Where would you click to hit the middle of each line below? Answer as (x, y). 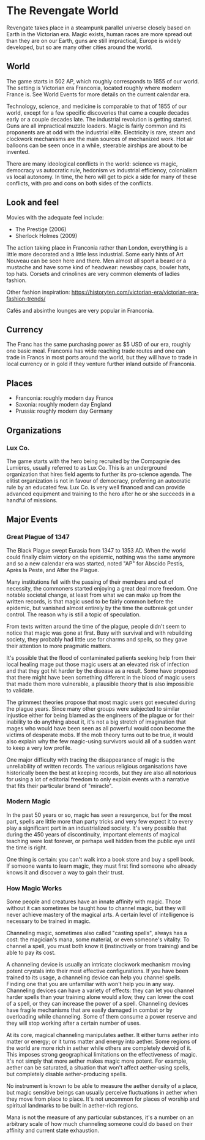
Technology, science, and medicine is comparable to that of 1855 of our (97, 106)
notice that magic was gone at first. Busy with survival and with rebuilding (99, 633)
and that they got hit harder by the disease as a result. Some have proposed (102, 671)
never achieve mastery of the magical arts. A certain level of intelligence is (100, 915)
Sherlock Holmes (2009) (46, 235)
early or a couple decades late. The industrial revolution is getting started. (99, 119)
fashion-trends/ (26, 299)
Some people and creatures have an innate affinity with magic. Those (94, 901)
